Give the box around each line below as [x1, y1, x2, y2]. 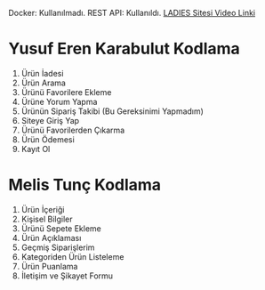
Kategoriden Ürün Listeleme [20, 251, 124, 262]
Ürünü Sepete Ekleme [20, 222, 101, 234]
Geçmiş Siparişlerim [20, 242, 95, 253]
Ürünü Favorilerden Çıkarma [20, 125, 125, 135]
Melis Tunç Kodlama [8, 175, 162, 195]
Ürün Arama [20, 77, 66, 88]
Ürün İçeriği [20, 204, 65, 214]
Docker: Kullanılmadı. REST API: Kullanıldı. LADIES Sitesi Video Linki [8, 8, 255, 18]
